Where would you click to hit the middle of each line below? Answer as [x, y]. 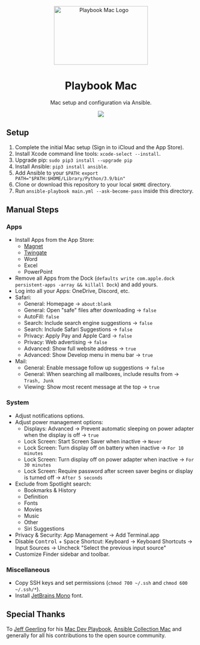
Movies [33, 509]
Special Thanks [36, 615]
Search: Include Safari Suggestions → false [78, 329]
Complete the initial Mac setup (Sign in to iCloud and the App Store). [99, 147]
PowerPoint [38, 272]
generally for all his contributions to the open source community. [86, 635]
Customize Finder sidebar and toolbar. [62, 554]
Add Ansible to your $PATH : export [56, 173]
